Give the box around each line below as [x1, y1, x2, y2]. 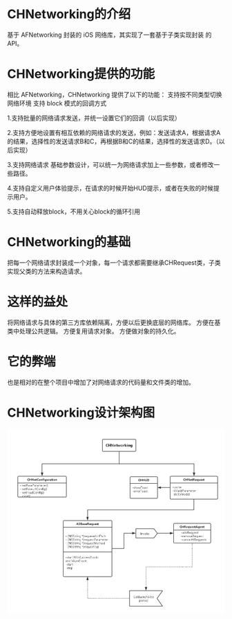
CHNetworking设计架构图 [7, 405, 155, 420]
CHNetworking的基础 [7, 234, 131, 250]
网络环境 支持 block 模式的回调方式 [7, 98, 107, 107]
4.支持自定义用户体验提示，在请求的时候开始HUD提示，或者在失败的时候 [7, 184, 214, 192]
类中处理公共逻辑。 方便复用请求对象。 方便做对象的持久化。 [7, 326, 180, 335]
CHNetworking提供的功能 [7, 67, 155, 82]
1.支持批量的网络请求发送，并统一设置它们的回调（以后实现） [7, 114, 181, 122]
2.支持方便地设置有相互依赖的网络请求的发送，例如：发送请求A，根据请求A [7, 128, 221, 137]
